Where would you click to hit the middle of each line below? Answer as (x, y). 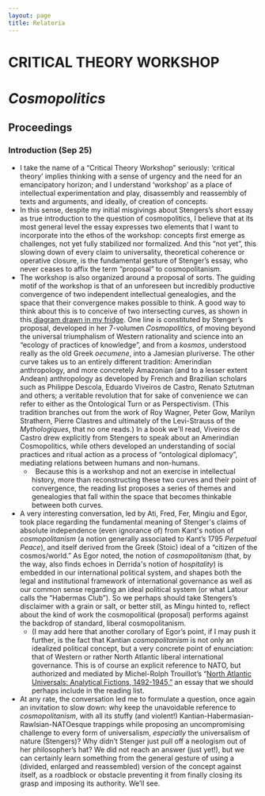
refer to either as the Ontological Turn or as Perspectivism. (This (124, 404)
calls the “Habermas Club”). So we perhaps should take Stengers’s (128, 598)
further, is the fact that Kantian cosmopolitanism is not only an (133, 640)
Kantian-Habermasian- (217, 716)
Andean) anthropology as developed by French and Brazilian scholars (133, 379)
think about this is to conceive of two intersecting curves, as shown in (133, 311)
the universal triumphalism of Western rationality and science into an (131, 336)
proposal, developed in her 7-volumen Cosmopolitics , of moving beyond (137, 328)
